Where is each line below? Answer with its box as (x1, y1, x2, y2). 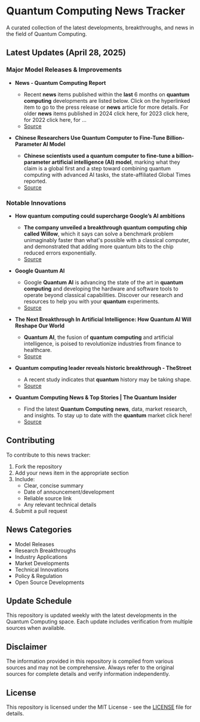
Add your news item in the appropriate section (14, 469, 130, 476)
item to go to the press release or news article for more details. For (23, 103, 189, 111)
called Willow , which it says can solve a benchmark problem (23, 230, 174, 237)
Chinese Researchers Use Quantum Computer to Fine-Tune (14, 134, 165, 141)
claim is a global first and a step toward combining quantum (23, 164, 171, 172)
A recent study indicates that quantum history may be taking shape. (23, 375, 192, 383)
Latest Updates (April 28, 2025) (6, 48, 127, 58)
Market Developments (14, 559, 70, 567)
